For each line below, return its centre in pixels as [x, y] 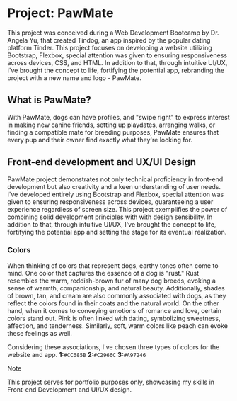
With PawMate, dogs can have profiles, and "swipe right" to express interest [118, 117]
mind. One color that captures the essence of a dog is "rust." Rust [103, 273]
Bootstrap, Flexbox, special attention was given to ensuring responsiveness [117, 55]
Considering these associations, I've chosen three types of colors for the [114, 347]
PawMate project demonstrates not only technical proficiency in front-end [115, 179]
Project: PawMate [60, 13]
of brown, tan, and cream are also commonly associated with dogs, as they [117, 295]
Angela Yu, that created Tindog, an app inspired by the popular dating [109, 40]
